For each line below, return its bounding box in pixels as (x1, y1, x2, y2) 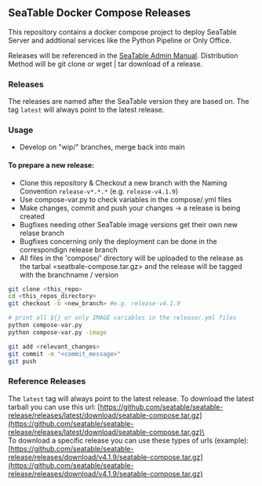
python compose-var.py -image (8, 328, 107, 337)
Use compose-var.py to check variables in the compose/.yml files (19, 194, 232, 204)
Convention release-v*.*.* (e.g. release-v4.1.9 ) (19, 186, 179, 196)
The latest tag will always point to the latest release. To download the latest (8, 393, 255, 403)
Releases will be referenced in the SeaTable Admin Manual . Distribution (8, 50, 238, 60)
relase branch (19, 228, 64, 237)
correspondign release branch (19, 245, 118, 254)
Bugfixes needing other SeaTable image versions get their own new (19, 219, 238, 229)
